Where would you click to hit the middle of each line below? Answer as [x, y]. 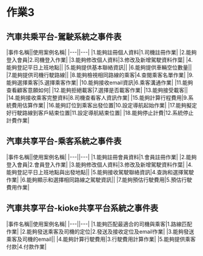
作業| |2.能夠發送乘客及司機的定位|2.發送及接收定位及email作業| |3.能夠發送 [100, 231]
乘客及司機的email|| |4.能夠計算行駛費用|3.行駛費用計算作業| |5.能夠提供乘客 [101, 239]
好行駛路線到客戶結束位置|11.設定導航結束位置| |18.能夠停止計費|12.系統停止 [100, 113]
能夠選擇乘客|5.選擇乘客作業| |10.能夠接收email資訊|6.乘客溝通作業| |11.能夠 [100, 83]
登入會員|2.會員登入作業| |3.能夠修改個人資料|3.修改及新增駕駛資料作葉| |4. [99, 165]
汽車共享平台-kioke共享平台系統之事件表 [82, 208]
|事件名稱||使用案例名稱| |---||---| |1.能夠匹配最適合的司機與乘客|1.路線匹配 [99, 224]
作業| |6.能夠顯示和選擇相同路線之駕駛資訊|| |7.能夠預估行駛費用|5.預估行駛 [99, 180]
